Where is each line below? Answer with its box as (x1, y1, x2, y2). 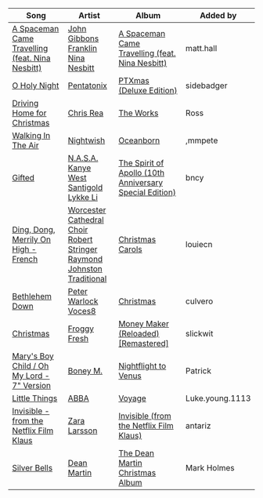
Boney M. (67, 365, 103, 376)
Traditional (67, 274, 107, 284)
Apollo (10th (118, 168, 165, 178)
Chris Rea (67, 107, 104, 118)
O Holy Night (12, 80, 59, 91)
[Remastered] (118, 338, 170, 348)
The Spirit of (118, 158, 164, 168)
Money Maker (118, 318, 170, 329)
